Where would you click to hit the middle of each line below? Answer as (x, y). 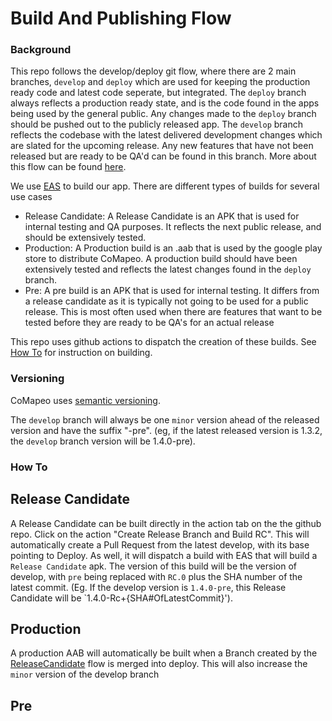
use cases (31, 197)
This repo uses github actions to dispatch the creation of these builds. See (163, 342)
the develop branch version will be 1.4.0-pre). (103, 441)
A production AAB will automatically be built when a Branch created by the (164, 653)
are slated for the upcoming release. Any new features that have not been (162, 146)
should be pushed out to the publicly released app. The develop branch (157, 124)
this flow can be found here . (68, 167)
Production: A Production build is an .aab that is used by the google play (173, 248)
